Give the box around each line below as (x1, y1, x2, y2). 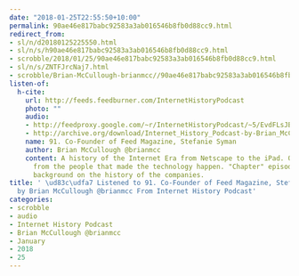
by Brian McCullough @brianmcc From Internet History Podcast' (17, 187, 256, 196)
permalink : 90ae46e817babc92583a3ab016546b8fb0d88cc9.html (9, 21, 233, 30)
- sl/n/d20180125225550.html (9, 37, 117, 47)
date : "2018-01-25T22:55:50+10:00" (9, 12, 141, 22)
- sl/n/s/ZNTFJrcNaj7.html (9, 63, 109, 72)
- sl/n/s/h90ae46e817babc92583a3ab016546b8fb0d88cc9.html (9, 46, 229, 55)
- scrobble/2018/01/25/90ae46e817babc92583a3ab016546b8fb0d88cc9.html (9, 54, 277, 63)
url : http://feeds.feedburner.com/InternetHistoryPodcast (25, 95, 245, 105)
